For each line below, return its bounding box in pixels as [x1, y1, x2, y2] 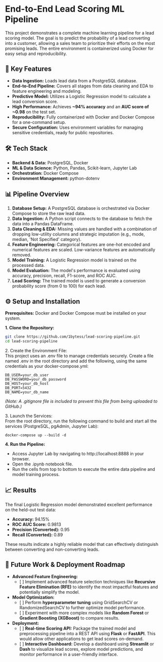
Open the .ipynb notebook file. [12, 461, 73, 467]
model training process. [12, 471, 60, 477]
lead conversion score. [12, 99, 58, 104]
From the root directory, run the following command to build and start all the [5, 418, 157, 424]
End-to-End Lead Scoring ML [5, 3, 125, 15]
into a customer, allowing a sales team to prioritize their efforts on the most [5, 40, 155, 46]
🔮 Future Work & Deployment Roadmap [5, 561, 126, 569]
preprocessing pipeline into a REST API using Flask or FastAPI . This [19, 630, 156, 636]
